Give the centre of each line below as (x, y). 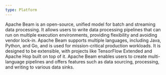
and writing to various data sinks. (40, 67)
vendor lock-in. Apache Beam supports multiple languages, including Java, (83, 40)
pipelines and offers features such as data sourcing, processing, (93, 61)
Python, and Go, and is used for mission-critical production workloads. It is (83, 45)
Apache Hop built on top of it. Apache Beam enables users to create (76, 56)
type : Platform (21, 10)
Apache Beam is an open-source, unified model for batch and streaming (80, 24)
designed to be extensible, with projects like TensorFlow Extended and (79, 51)
